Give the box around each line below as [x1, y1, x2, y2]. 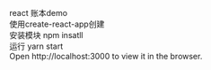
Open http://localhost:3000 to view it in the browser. [9, 51, 203, 61]
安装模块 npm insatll [9, 30, 84, 40]
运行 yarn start [9, 41, 64, 51]
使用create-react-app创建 [9, 19, 105, 29]
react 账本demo [9, 8, 68, 18]
